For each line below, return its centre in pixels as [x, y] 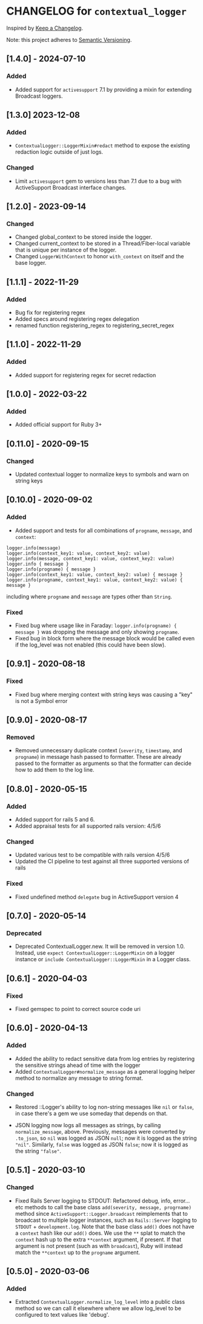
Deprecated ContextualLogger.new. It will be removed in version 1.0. [100, 947]
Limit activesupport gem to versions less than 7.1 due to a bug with [98, 181]
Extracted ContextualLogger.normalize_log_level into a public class [100, 1302]
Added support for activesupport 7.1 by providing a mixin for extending [103, 89]
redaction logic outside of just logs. [59, 152]
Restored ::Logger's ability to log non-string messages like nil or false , [104, 1107]
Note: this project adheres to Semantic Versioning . [69, 39]
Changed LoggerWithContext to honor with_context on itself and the [99, 256]
